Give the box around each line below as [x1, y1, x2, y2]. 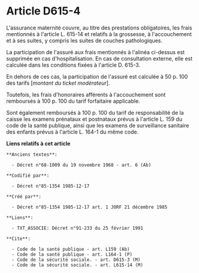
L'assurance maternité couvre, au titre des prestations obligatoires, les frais [6, 24, 192, 31]
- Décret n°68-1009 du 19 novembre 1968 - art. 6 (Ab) [11, 162, 152, 168]
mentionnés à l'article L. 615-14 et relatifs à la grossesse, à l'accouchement [6, 30, 192, 37]
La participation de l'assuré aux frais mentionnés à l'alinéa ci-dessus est [6, 48, 185, 55]
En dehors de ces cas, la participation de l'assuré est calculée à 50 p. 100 [6, 73, 188, 80]
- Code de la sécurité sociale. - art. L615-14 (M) [11, 262, 144, 268]
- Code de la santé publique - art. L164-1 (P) [11, 251, 133, 257]
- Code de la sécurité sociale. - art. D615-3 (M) [11, 257, 141, 263]
